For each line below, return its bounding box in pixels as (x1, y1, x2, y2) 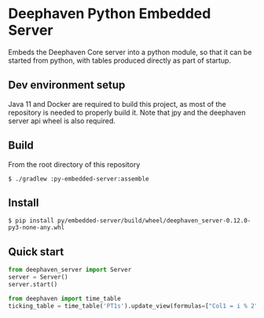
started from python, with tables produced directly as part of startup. (8, 56, 232, 65)
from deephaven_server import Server (8, 266, 132, 274)
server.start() (8, 280, 58, 288)
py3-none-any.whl (8, 224, 65, 232)
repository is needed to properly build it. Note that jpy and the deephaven (8, 108, 246, 117)
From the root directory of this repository (8, 159, 141, 169)
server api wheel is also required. (8, 115, 116, 126)
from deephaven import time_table (8, 294, 122, 302)
